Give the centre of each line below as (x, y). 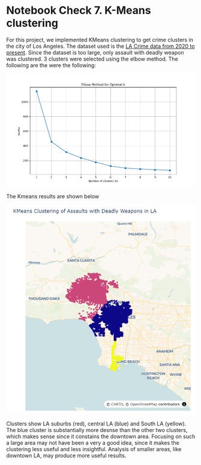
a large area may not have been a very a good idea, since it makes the (93, 443)
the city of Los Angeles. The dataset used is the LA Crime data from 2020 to (100, 46)
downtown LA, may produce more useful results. (66, 455)
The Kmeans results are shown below (53, 197)
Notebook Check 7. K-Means (79, 10)
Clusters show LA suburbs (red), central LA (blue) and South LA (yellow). (96, 424)
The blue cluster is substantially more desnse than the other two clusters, (97, 430)
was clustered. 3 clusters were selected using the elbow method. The (92, 59)
